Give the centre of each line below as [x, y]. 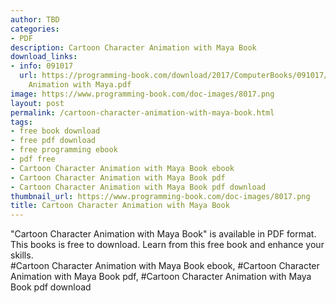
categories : [35, 29]
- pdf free [33, 159]
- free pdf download [53, 141]
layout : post [37, 103]
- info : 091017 [42, 66]
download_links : [44, 57]
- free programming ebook [64, 150]
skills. [22, 255]
